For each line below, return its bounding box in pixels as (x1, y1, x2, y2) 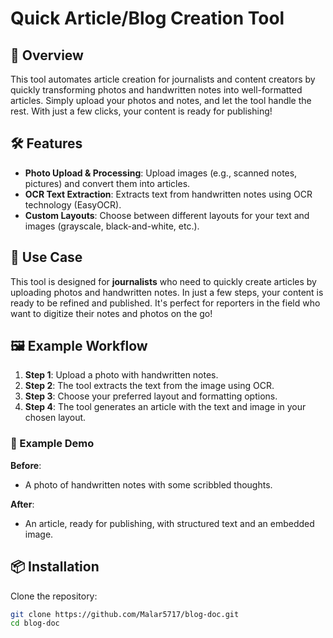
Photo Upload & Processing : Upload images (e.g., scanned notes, (24, 167, 298, 179)
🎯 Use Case (10, 249, 83, 266)
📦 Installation (10, 558, 100, 576)
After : (10, 498, 35, 510)
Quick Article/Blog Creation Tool (10, 7, 285, 30)
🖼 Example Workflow (10, 338, 148, 355)
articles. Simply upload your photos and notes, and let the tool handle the (10, 95, 312, 106)
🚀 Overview (10, 47, 84, 64)
